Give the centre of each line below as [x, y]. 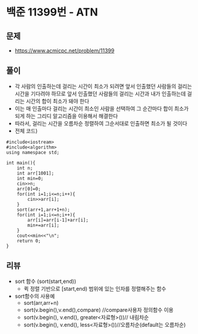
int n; [25, 168]
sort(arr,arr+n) [41, 303]
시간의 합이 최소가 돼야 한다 [58, 101]
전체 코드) [26, 131]
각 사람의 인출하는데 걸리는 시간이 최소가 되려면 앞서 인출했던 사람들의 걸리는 [103, 86]
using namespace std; [33, 152]
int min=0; [30, 178]
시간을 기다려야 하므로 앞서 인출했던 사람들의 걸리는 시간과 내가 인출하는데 [100, 93]
